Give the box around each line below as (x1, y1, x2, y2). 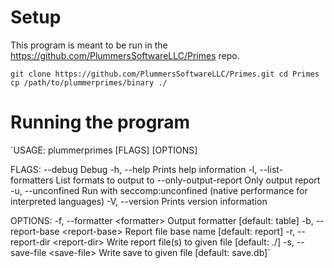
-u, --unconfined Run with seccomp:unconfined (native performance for (10, 184, 308, 196)
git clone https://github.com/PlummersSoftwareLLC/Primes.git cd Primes (10, 69, 320, 79)
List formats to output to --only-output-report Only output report (55, 174, 321, 186)
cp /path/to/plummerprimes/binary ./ (10, 77, 168, 88)
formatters (10, 174, 54, 186)
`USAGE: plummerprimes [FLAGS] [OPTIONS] (10, 144, 198, 156)
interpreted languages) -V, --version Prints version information (10, 195, 268, 207)
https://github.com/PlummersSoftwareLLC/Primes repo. (10, 49, 240, 61)
